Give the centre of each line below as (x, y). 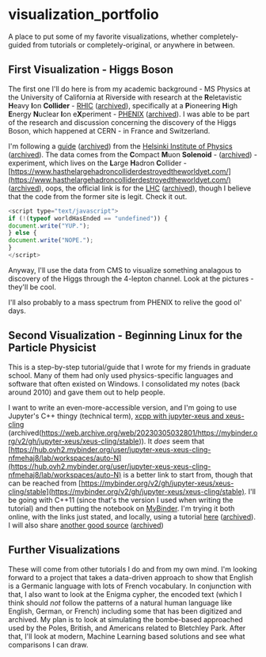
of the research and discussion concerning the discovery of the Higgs (122, 122)
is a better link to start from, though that (188, 474)
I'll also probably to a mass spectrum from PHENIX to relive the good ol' (125, 302)
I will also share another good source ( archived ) (86, 525)
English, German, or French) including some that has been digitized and (125, 611)
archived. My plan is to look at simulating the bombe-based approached (125, 619)
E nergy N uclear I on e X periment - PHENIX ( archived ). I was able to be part (129, 114)
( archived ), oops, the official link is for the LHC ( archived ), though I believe (130, 188)
